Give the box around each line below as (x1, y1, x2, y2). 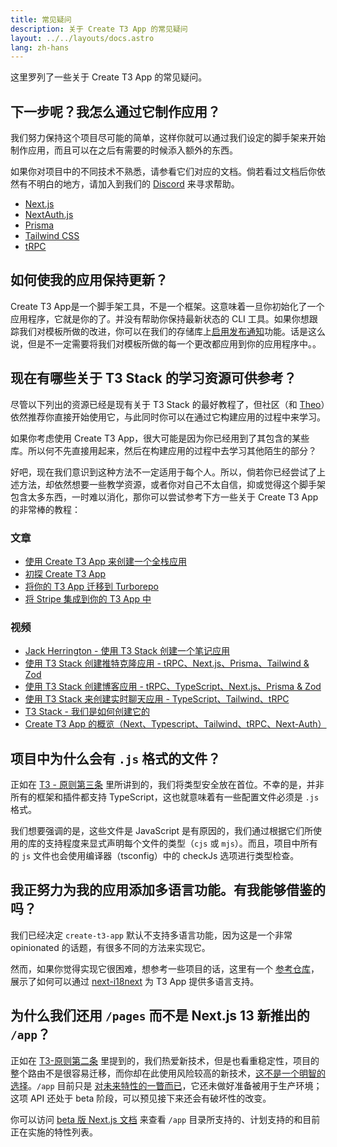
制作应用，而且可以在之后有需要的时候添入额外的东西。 (10, 144, 238, 156)
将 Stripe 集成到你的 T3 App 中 (24, 592, 152, 605)
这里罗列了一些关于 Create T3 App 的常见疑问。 (10, 71, 208, 83)
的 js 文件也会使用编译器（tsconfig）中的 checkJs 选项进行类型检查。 (10, 850, 300, 862)
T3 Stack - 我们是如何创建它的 (24, 706, 150, 718)
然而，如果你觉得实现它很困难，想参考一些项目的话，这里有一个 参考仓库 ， (10, 962, 320, 975)
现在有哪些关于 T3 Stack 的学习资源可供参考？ (10, 370, 297, 387)
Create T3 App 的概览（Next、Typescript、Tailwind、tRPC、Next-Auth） (24, 718, 327, 730)
